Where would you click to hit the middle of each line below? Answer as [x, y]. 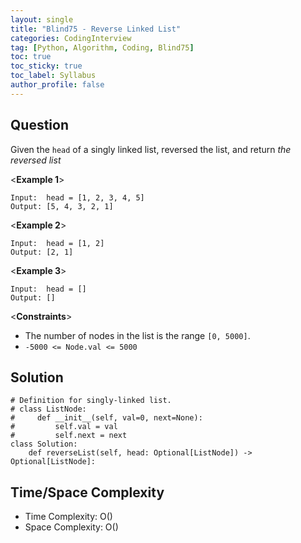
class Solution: [44, 444]
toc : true [31, 57]
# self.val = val [64, 427]
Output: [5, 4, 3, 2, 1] [62, 206]
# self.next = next [69, 436]
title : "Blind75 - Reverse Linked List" [96, 29]
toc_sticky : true [46, 66]
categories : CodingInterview [71, 38]
